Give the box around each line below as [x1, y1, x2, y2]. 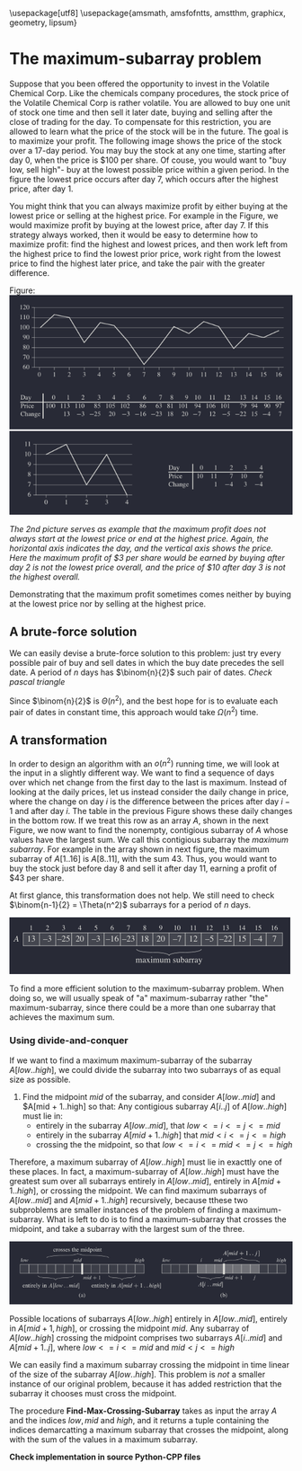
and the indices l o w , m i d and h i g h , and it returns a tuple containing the [9, 1414, 270, 1425]
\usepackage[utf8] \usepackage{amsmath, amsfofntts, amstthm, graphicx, [9, 8, 286, 18]
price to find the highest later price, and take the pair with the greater [9, 258, 265, 269]
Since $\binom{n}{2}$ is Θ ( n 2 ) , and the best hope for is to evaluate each [9, 694, 279, 706]
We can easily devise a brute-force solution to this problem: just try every [9, 648, 281, 659]
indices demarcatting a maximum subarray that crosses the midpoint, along [9, 1424, 289, 1435]
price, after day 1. [9, 183, 74, 194]
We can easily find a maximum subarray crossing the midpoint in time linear [9, 1359, 290, 1369]
